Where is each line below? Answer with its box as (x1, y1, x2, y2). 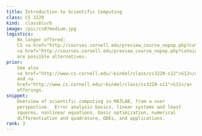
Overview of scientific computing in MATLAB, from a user (17, 98, 165, 104)
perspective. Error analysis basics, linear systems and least (17, 104, 182, 110)
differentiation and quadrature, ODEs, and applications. (17, 115, 165, 121)
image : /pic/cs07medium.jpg (6, 25, 77, 32)
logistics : (6, 31, 34, 37)
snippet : (6, 93, 28, 99)
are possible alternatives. (17, 54, 87, 60)
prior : (6, 59, 23, 65)
